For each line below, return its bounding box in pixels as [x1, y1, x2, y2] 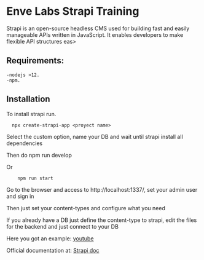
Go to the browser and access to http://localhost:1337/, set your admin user [6, 186, 198, 193]
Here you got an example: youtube [6, 235, 94, 242]
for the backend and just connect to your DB [6, 223, 119, 230]
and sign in [6, 192, 34, 200]
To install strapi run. [6, 110, 57, 117]
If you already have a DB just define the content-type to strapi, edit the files [6, 216, 197, 224]
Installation [6, 94, 50, 104]
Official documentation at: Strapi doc [6, 246, 100, 254]
